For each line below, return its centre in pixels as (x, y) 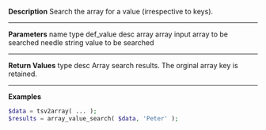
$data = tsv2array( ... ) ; (53, 111)
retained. (23, 74)
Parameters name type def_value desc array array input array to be (118, 34)
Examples (25, 97)
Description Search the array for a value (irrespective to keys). (111, 11)
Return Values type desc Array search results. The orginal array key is (123, 65)
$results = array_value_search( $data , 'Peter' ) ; (93, 118)
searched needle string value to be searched (81, 42)
